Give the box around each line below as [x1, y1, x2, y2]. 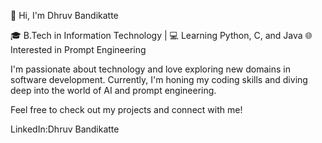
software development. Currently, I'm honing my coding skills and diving [10, 74, 308, 85]
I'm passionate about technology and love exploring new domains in [10, 63, 291, 75]
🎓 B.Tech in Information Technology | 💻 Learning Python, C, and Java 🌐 [10, 30, 313, 41]
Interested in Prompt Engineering [10, 44, 147, 55]
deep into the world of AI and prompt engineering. [10, 85, 217, 96]
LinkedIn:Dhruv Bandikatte [10, 123, 120, 135]
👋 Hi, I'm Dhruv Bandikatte [10, 10, 119, 21]
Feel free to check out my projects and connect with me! [10, 104, 243, 115]
